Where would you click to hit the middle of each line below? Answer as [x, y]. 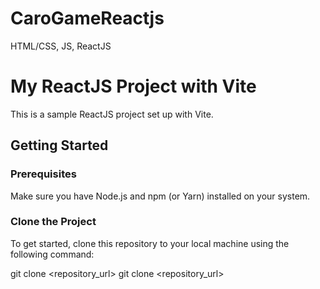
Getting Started [59, 145]
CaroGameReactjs [87, 18]
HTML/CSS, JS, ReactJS [61, 46]
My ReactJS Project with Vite [133, 86]
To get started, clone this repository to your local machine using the [150, 243]
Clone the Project [53, 222]
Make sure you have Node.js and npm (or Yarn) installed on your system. [160, 196]
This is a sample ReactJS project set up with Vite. [112, 114]
